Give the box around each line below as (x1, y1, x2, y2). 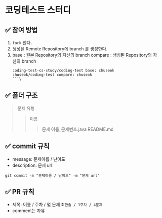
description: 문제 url (12, 162, 53, 168)
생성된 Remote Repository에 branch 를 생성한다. (12, 46, 108, 52)
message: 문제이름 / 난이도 (12, 156, 66, 162)
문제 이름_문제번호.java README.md (41, 126, 114, 132)
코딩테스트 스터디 (5, 4, 71, 16)
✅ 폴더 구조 (5, 91, 38, 100)
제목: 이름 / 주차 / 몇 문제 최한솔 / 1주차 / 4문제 (12, 202, 103, 208)
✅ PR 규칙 (5, 188, 35, 196)
